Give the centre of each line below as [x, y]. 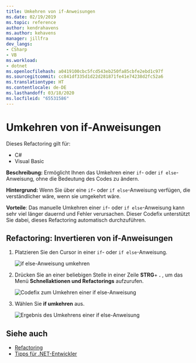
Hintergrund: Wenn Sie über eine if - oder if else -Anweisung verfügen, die [98, 190]
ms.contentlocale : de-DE [36, 88]
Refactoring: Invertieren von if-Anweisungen [90, 238]
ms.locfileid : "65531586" [37, 98]
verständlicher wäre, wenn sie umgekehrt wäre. [63, 196]
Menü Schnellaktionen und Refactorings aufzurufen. [79, 281]
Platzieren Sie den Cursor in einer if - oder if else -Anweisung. [91, 253]
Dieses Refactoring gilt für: [38, 143]
